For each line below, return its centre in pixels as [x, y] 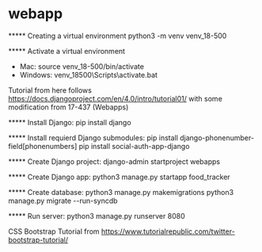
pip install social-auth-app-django [134, 146]
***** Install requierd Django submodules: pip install [93, 137]
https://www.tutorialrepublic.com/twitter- [168, 231]
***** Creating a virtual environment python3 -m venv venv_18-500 [118, 36]
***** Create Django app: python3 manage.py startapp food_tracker [120, 177]
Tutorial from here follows [50, 90]
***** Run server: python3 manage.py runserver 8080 [97, 216]
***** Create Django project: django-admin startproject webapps [114, 161]
